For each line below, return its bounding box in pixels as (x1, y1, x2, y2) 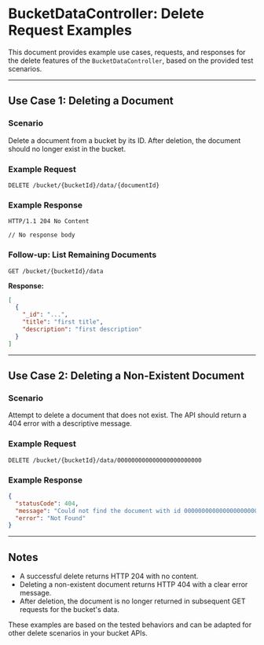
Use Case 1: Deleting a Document (8, 94, 174, 108)
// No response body (8, 231, 76, 240)
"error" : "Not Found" (15, 514, 86, 522)
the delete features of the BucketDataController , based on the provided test (8, 56, 254, 65)
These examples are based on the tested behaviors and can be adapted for (8, 620, 252, 629)
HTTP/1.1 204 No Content (8, 218, 90, 225)
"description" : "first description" (22, 325, 143, 334)
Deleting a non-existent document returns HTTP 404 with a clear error (19, 580, 248, 589)
